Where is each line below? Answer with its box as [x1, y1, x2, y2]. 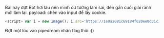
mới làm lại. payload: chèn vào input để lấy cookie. [5, 10, 106, 15]
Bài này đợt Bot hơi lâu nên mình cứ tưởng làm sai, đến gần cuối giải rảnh [5, 5, 151, 10]
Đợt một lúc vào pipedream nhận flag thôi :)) [5, 27, 94, 33]
